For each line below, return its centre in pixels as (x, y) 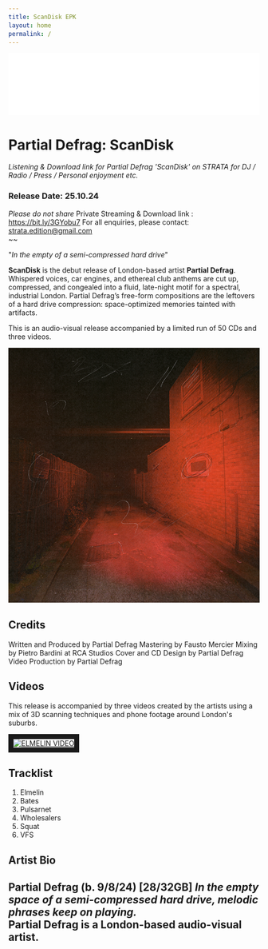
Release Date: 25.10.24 (54, 196)
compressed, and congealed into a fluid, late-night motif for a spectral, (124, 287)
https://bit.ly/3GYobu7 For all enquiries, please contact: (99, 222)
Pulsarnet (35, 809)
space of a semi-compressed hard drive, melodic (134, 900)
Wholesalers (40, 818)
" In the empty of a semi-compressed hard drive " (89, 254)
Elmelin (32, 792)
